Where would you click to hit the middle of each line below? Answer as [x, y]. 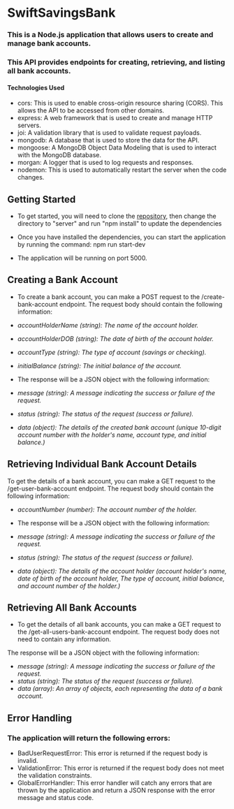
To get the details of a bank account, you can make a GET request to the [111, 481]
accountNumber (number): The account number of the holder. [107, 509]
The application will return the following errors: [89, 738]
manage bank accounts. [49, 43]
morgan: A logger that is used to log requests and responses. [105, 163]
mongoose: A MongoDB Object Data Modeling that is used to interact [117, 147]
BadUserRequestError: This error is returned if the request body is [112, 753]
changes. [31, 177]
